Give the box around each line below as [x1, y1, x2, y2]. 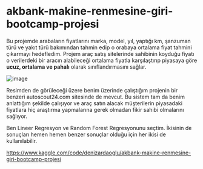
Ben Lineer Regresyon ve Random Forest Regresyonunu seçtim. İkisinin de [6, 124, 192, 131]
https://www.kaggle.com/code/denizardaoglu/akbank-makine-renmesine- [6, 149, 191, 156]
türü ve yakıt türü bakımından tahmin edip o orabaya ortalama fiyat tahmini [6, 44, 192, 51]
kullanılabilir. [6, 137, 38, 144]
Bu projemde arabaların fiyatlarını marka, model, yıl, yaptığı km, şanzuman [6, 37, 191, 44]
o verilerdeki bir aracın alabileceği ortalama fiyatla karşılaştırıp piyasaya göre [6, 57, 198, 64]
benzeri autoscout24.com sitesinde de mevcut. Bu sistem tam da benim [6, 93, 185, 100]
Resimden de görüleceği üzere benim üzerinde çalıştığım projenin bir [6, 86, 178, 94]
